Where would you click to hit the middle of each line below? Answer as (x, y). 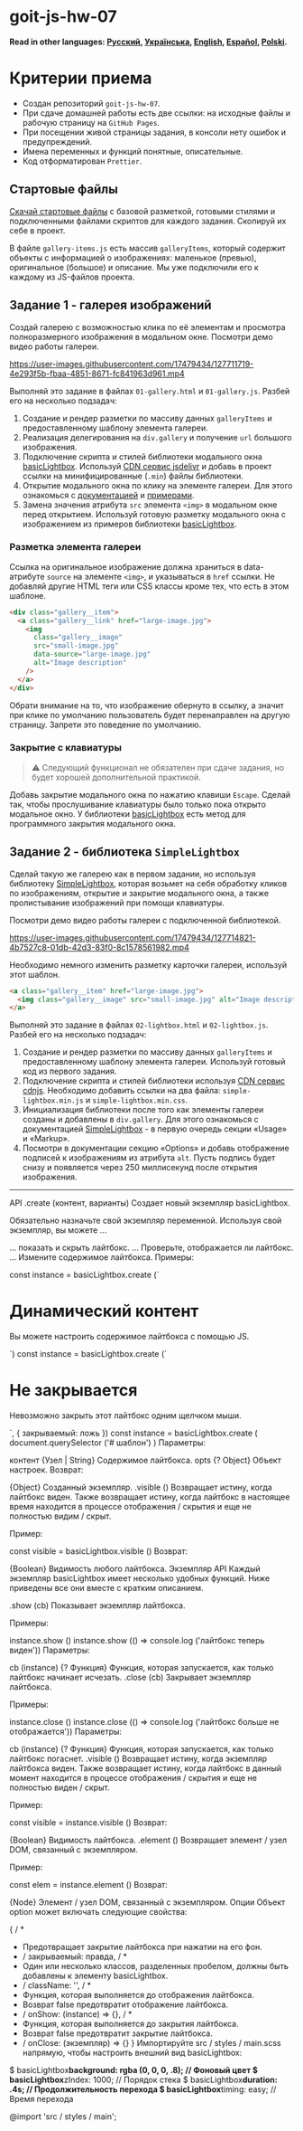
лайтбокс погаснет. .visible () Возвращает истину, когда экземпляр (138, 1759)
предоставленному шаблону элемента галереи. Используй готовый (154, 1062)
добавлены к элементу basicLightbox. (95, 1976)
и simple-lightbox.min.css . (137, 1100)
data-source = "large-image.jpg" (92, 654)
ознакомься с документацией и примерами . (108, 495)
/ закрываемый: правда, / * (75, 1956)
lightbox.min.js (53, 1101)
